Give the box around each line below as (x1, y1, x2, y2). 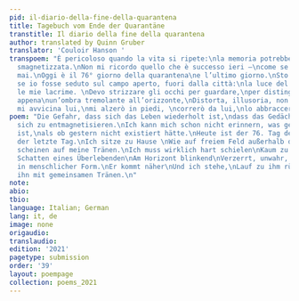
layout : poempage (9, 270, 74, 279)
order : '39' (9, 262, 53, 271)
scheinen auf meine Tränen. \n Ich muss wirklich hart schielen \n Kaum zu (17, 145, 289, 154)
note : (9, 179, 29, 188)
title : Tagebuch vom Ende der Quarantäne (9, 21, 166, 30)
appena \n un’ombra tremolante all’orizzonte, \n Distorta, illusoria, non (17, 95, 289, 105)
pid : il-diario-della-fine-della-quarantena (9, 12, 177, 22)
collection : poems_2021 (9, 278, 98, 287)
